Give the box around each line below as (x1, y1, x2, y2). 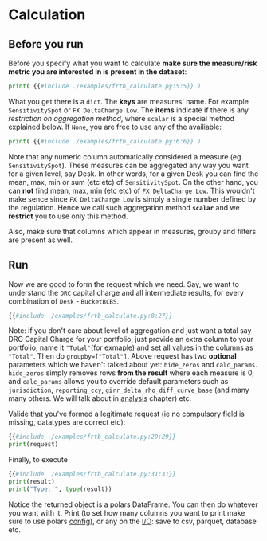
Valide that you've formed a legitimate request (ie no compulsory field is (8, 409, 245, 419)
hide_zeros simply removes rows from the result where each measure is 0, (8, 368, 255, 378)
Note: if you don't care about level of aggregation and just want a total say (8, 326, 252, 335)
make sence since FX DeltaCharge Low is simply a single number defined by (8, 194, 257, 204)
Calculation (8, 6, 86, 24)
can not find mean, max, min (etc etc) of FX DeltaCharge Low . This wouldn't (8, 186, 255, 195)
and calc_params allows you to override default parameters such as (8, 377, 229, 386)
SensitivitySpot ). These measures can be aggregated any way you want (8, 160, 249, 170)
